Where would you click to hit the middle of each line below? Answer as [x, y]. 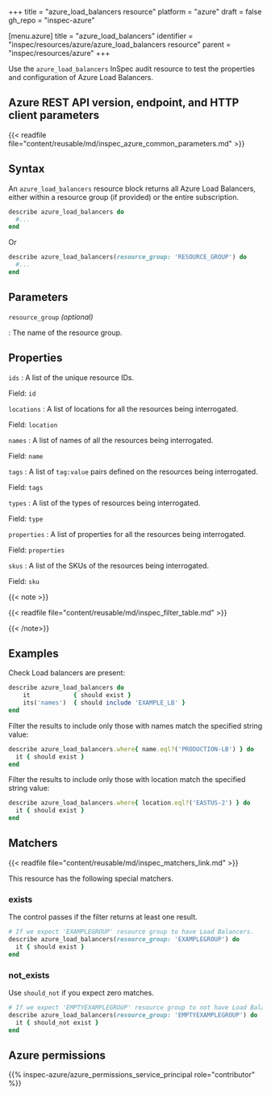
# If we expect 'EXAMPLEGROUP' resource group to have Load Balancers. [131, 932]
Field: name [26, 455]
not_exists [29, 975]
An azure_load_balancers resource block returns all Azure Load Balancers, [132, 188]
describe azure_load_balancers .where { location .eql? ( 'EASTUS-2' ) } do [129, 803]
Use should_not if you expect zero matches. [81, 992]
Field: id [22, 393]
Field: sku [24, 581]
